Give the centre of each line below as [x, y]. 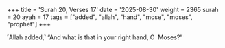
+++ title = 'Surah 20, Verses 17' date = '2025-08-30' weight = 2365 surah [113, 10]
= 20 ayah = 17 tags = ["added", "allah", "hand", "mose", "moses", [100, 17]
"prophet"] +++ [29, 24]
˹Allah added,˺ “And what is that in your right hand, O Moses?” [95, 37]
